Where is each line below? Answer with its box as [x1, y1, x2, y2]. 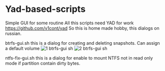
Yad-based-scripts [5, 3, 86, 15]
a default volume [5, 45, 40, 51]
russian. [5, 30, 21, 36]
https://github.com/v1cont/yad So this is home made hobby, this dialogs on [5, 25, 159, 31]
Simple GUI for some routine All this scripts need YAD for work [5, 20, 134, 26]
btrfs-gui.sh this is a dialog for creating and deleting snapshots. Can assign [5, 40, 160, 46]
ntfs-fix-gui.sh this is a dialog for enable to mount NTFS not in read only [5, 55, 153, 61]
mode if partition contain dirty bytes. [5, 60, 80, 66]
